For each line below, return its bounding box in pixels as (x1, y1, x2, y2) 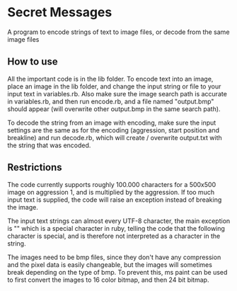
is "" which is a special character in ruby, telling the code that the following (7, 224, 225, 232)
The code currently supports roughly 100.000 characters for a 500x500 (7, 180, 216, 188)
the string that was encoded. (7, 141, 91, 149)
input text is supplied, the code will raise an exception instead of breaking (7, 195, 222, 204)
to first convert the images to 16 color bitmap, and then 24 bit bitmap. (7, 275, 209, 284)
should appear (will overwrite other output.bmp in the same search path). (7, 104, 221, 113)
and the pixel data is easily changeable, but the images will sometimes (7, 260, 212, 269)
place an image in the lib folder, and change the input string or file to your (7, 82, 221, 91)
